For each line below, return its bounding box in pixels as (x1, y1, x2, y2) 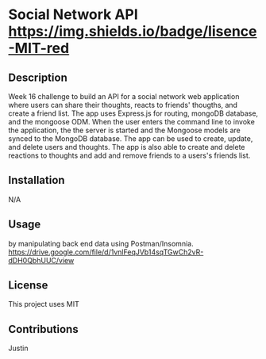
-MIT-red (8, 40, 70, 57)
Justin (8, 343, 29, 353)
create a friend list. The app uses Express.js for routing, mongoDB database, (8, 109, 259, 118)
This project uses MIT (8, 300, 79, 309)
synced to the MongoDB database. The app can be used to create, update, (8, 134, 253, 143)
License (8, 279, 48, 292)
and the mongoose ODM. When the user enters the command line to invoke (8, 117, 256, 126)
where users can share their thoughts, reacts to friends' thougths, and (8, 101, 238, 109)
